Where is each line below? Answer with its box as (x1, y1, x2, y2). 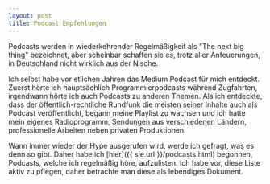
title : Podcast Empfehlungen (8, 19, 106, 27)
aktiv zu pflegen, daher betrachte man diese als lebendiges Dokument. (8, 166, 243, 176)
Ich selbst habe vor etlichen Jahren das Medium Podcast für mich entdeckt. (8, 74, 260, 84)
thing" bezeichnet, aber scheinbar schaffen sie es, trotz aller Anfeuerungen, (8, 50, 260, 59)
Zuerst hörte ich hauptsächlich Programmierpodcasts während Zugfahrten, (8, 82, 258, 92)
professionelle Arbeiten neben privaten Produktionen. (8, 125, 187, 135)
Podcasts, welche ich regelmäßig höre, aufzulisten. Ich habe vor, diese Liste (8, 157, 261, 167)
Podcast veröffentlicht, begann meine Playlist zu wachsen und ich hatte (8, 108, 246, 117)
